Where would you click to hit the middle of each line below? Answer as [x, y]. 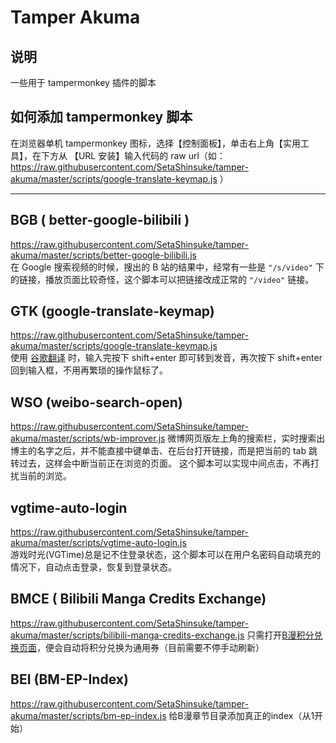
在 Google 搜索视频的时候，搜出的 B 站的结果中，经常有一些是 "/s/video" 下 [167, 267]
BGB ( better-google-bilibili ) [100, 220]
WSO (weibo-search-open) [96, 402]
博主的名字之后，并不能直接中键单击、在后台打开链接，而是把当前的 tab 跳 [164, 451]
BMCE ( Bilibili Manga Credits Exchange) [138, 599]
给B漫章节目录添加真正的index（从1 [241, 715]
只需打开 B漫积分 [280, 635]
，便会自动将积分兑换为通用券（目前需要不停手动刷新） [150, 647]
